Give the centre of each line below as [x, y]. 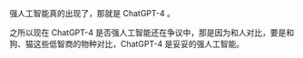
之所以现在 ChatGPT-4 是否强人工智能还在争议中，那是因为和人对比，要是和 [152, 33]
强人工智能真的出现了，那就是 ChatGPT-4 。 [92, 13]
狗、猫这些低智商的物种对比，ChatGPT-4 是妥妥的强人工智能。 [127, 44]
